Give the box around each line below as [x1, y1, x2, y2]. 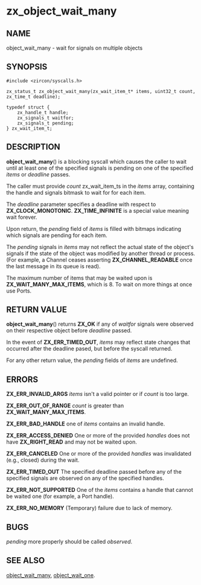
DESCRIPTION [6, 142, 60, 152]
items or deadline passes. [6, 170, 71, 178]
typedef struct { [6, 104, 50, 110]
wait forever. [6, 213, 37, 221]
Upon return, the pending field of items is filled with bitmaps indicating [6, 225, 182, 232]
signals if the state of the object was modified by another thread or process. [6, 250, 196, 257]
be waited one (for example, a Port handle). [6, 493, 115, 500]
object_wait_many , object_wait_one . [6, 571, 95, 578]
